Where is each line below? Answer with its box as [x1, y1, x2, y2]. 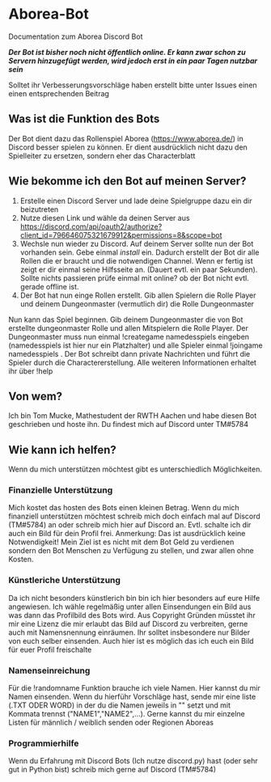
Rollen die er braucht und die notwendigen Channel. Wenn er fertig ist [19, 256, 253, 265]
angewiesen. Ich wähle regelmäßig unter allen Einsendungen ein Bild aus [8, 602, 252, 611]
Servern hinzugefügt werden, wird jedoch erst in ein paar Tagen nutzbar [8, 56, 257, 66]
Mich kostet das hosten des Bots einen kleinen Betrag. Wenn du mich [8, 503, 240, 513]
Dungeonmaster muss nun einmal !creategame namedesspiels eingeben [8, 332, 249, 341]
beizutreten [19, 204, 59, 214]
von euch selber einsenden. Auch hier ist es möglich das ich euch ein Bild [8, 636, 254, 645]
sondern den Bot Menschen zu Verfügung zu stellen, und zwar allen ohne [8, 546, 254, 556]
